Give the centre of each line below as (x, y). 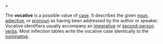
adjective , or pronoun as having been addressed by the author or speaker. (82, 21)
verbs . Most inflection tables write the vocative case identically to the (77, 31)
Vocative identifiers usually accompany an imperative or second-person (80, 26)
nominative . (17, 36)
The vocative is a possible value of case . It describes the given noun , (77, 15)
